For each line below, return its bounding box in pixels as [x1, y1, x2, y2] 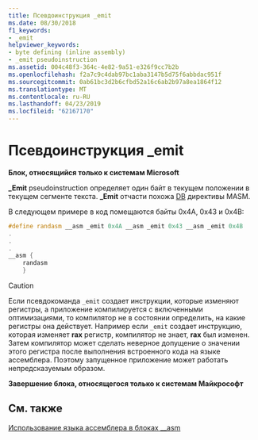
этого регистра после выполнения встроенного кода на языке [8, 346, 221, 357]
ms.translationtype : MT [8, 85, 87, 94]
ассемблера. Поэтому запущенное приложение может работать [8, 355, 229, 365]
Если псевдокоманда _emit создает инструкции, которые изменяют [8, 297, 240, 306]
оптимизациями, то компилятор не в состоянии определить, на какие [8, 313, 246, 323]
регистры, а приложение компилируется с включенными [8, 304, 204, 314]
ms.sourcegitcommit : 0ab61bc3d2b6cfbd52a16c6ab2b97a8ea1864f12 [8, 78, 222, 86]
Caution [8, 281, 34, 290]
